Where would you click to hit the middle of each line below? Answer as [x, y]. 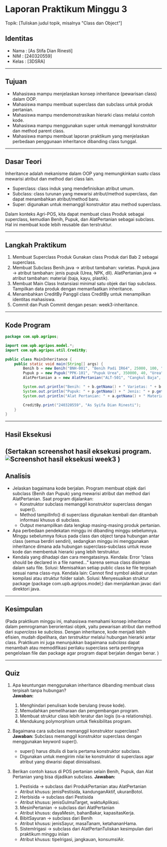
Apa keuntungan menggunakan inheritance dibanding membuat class [83, 685]
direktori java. [26, 589]
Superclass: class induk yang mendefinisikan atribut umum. [73, 188]
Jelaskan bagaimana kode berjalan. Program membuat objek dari [79, 488]
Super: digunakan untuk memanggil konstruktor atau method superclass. [87, 204]
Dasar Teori [23, 161]
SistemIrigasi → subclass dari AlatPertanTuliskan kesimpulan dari [86, 829]
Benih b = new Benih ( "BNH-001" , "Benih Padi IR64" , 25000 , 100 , [91, 368]
